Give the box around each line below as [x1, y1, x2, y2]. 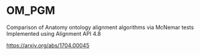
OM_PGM [6, 4, 55, 18]
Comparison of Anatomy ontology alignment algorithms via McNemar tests [6, 24, 194, 31]
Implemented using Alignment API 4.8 [6, 30, 101, 37]
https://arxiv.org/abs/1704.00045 [6, 42, 90, 49]
